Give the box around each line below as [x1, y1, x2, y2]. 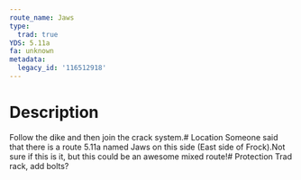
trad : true [17, 30, 59, 39]
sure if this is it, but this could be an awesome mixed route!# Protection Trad [9, 150, 293, 162]
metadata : [9, 55, 47, 64]
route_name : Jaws [9, 13, 75, 22]
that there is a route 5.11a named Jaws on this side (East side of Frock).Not [9, 141, 286, 152]
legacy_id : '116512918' [17, 64, 106, 73]
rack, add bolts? [9, 160, 69, 171]
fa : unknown [9, 47, 54, 56]
